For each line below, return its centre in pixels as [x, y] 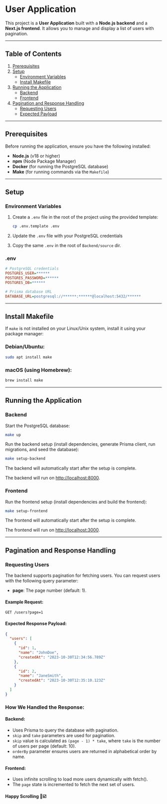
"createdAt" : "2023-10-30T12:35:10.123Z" [62, 680]
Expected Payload [38, 114]
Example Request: [24, 602]
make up [13, 435]
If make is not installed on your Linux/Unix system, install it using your [75, 328]
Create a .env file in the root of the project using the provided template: [85, 217]
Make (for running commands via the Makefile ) [61, 172]
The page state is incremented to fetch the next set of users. [74, 785]
